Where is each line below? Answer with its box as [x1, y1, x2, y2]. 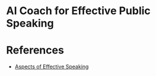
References [6, 44, 64, 57]
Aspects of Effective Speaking [14, 63, 89, 70]
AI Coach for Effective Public [6, 4, 151, 18]
